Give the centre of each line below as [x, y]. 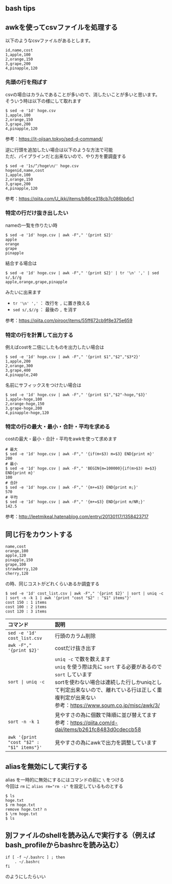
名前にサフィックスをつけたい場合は [44, 385]
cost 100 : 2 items [26, 607]
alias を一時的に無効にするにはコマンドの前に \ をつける [65, 780]
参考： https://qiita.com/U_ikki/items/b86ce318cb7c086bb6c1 [70, 199]
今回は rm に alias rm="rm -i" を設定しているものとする [64, 786]
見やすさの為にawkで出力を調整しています [106, 743]
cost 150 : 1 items [26, 603]
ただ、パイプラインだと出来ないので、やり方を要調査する [66, 156]
